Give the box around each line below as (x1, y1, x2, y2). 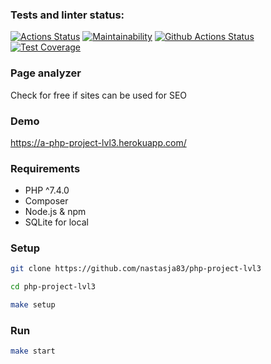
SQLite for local (24, 216, 89, 228)
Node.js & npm (24, 206, 87, 218)
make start (10, 346, 56, 357)
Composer (24, 195, 69, 207)
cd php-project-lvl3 (10, 282, 97, 292)
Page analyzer (10, 66, 82, 80)
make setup (10, 300, 56, 310)
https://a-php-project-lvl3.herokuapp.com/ (10, 136, 187, 148)
